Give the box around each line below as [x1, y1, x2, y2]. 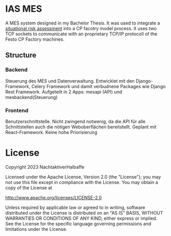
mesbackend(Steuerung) [5, 94, 58, 100]
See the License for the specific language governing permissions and [5, 220, 152, 227]
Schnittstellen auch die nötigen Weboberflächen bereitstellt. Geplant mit [5, 123, 157, 130]
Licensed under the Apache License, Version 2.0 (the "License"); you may [5, 174, 161, 180]
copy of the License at [5, 185, 53, 191]
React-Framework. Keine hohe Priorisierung [5, 129, 97, 135]
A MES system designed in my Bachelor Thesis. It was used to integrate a [5, 20, 160, 26]
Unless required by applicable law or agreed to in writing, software [5, 204, 145, 211]
